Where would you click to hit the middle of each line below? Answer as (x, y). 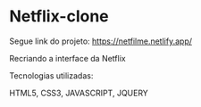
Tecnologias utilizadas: (51, 75)
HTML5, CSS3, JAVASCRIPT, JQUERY (79, 93)
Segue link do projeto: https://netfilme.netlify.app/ (100, 41)
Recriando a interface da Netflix (68, 58)
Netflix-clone (59, 16)
